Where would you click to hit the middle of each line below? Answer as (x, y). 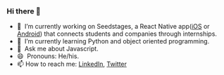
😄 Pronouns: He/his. (48, 56)
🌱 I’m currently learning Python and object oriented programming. (113, 41)
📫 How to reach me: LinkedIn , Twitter (72, 64)
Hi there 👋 (24, 11)
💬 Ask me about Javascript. (58, 49)
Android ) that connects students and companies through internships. (117, 34)
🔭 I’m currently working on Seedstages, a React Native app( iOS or (113, 27)
